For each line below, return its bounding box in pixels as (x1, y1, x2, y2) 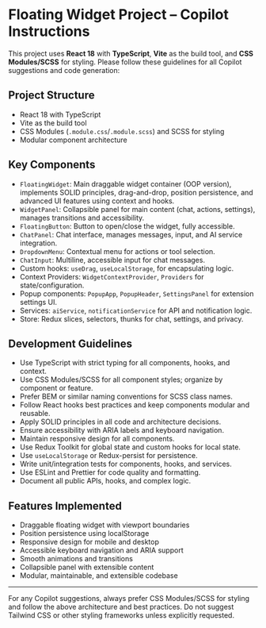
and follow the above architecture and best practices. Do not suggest (8, 602, 234, 612)
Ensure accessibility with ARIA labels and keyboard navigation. (19, 426, 224, 435)
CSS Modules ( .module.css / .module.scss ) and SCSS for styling (19, 126, 225, 136)
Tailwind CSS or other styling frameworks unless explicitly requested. (8, 611, 235, 620)
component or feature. (19, 383, 93, 393)
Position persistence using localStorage (19, 529, 150, 538)
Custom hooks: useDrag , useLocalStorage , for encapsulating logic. (19, 264, 234, 273)
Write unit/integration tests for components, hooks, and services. (19, 459, 232, 469)
